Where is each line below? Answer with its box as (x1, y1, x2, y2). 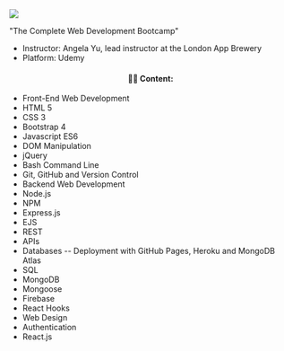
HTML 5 (22, 102, 53, 113)
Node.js (22, 189, 52, 199)
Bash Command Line (22, 160, 99, 171)
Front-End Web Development (22, 93, 130, 104)
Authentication (22, 322, 77, 333)
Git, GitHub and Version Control (22, 170, 139, 180)
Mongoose (22, 284, 63, 294)
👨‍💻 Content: (127, 73, 174, 83)
